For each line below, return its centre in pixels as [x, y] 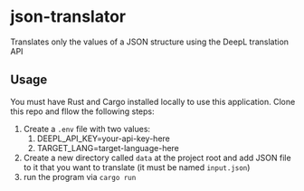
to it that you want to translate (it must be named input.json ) [137, 167]
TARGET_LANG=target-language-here [108, 148]
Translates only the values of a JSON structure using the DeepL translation [149, 42]
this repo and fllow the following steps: [82, 111]
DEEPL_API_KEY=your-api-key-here [104, 138]
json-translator [68, 17]
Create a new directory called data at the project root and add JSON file [157, 158]
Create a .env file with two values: [87, 129]
